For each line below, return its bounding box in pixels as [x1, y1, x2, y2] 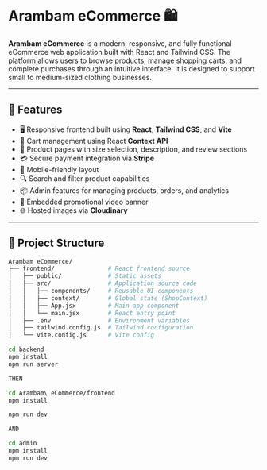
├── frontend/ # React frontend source [8, 264, 191, 273]
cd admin [8, 439, 37, 448]
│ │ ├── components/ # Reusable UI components [8, 287, 194, 295]
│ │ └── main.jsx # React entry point [8, 309, 176, 317]
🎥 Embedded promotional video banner [19, 197, 149, 206]
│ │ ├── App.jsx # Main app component [8, 302, 180, 310]
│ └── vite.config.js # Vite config [8, 331, 155, 339]
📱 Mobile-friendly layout [19, 164, 99, 174]
